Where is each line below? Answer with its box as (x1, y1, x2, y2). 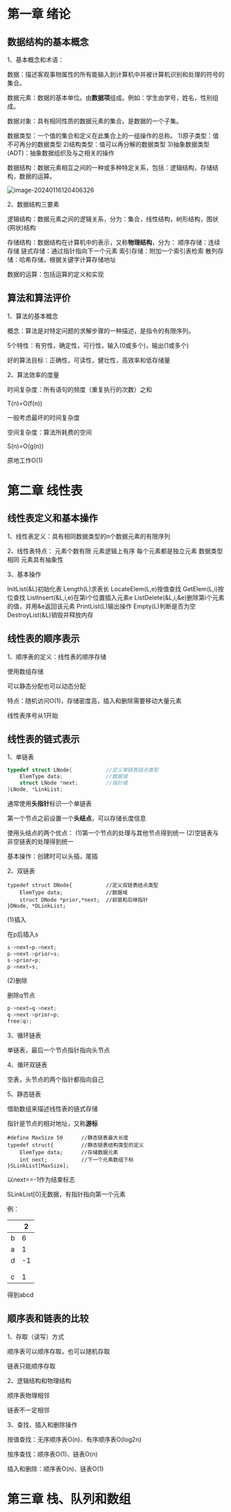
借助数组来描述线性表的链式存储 (7, 1104, 98, 1113)
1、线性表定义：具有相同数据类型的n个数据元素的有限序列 (7, 532, 170, 540)
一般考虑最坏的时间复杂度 (7, 413, 80, 421)
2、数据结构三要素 (7, 200, 60, 208)
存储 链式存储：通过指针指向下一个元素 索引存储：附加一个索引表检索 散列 (7, 247, 218, 255)
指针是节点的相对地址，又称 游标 (7, 1120, 98, 1128)
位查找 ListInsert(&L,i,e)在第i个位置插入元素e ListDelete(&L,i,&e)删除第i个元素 (7, 593, 225, 602)
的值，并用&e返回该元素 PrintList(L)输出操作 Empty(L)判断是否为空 (7, 602, 197, 610)
